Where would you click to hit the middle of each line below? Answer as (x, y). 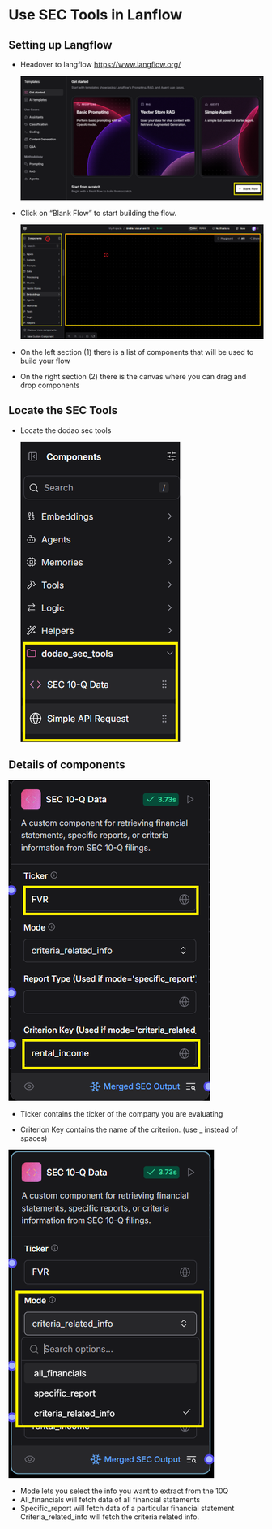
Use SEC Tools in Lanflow (96, 15)
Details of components (67, 765)
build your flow (45, 361)
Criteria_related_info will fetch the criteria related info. (110, 1517)
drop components (50, 385)
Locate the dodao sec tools (66, 430)
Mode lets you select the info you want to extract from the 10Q (124, 1491)
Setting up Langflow (60, 45)
